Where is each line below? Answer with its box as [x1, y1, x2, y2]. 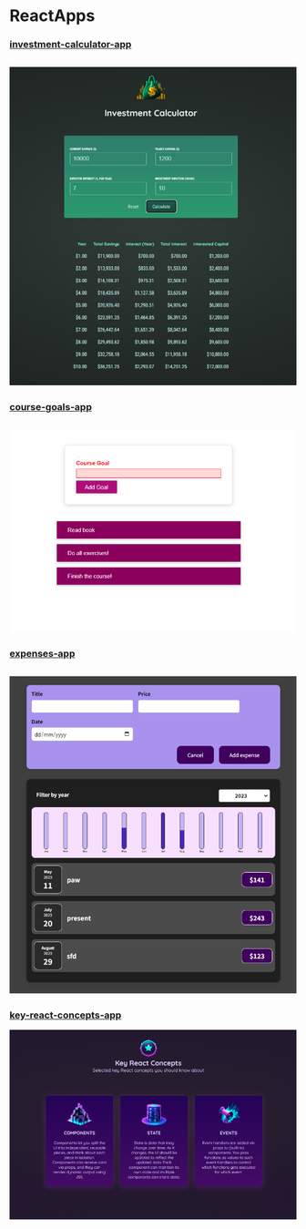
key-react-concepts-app [9, 1009, 122, 1021]
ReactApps [9, 5, 96, 26]
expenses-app [9, 648, 76, 661]
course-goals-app [9, 401, 93, 414]
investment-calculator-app [9, 38, 132, 51]
